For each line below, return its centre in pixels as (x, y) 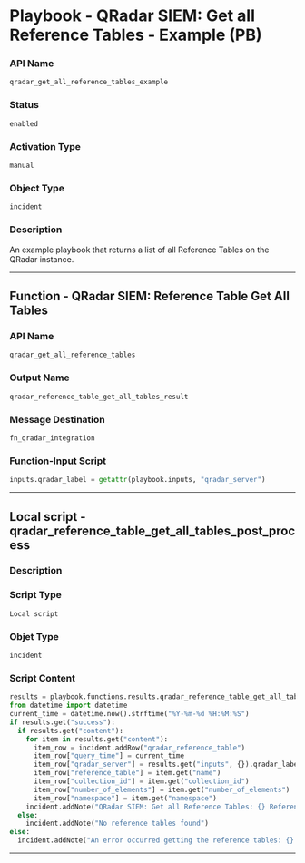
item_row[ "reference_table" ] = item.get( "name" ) (127, 773)
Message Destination (58, 419)
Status (24, 105)
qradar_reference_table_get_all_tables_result (99, 397)
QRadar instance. (42, 259)
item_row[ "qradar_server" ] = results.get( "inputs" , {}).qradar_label (167, 765)
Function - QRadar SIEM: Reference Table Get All (150, 296)
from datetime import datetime (69, 706)
